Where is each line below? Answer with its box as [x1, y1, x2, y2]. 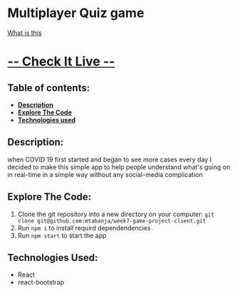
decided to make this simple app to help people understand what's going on [7, 162, 231, 171]
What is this [7, 28, 42, 37]
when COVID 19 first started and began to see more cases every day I [7, 155, 212, 164]
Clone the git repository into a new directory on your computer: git [17, 210, 215, 218]
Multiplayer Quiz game [7, 5, 144, 21]
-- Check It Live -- [7, 53, 115, 70]
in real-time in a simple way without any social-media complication [7, 170, 203, 179]
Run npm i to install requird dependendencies [17, 223, 151, 232]
